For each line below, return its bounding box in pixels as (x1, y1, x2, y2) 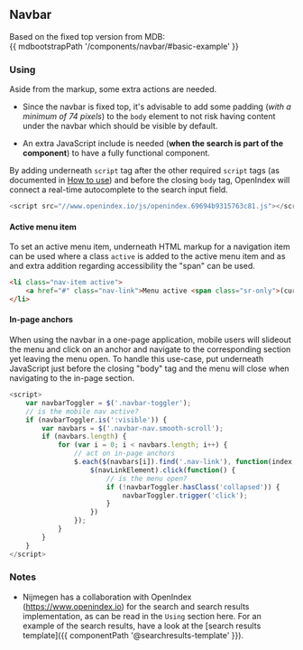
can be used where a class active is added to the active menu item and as (9, 251, 286, 262)
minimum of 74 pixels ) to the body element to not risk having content (22, 111, 276, 122)
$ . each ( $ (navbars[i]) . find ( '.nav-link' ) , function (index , (73, 458, 297, 467)
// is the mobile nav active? (25, 406, 140, 416)
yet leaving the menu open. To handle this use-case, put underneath (9, 354, 264, 365)
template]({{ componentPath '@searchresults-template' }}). (22, 629, 244, 640)
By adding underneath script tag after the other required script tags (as (9, 165, 280, 176)
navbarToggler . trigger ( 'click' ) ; (122, 491, 248, 500)
